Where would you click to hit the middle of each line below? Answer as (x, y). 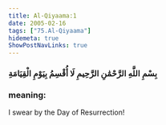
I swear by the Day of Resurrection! (67, 112)
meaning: (27, 95)
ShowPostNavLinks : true (48, 46)
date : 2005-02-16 (37, 23)
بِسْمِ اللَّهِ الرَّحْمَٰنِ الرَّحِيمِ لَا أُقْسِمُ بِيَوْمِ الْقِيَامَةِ (83, 74)
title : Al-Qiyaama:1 (43, 16)
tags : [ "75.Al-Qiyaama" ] (50, 30)
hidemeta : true (34, 38)
